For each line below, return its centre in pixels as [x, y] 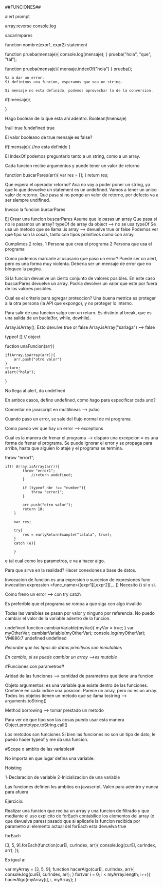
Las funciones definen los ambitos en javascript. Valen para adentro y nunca [82, 787]
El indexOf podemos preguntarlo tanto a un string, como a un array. [72, 156]
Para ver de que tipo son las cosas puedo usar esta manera [65, 720]
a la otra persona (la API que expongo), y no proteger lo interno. [69, 303]
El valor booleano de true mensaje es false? [49, 137]
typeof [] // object [23, 337]
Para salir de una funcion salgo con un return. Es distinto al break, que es [78, 313]
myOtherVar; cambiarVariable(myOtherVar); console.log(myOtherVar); [75, 633]
